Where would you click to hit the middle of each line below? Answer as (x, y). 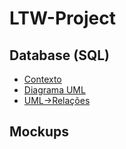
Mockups (39, 132)
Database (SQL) (59, 55)
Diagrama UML (54, 90)
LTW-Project (62, 18)
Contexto (42, 79)
